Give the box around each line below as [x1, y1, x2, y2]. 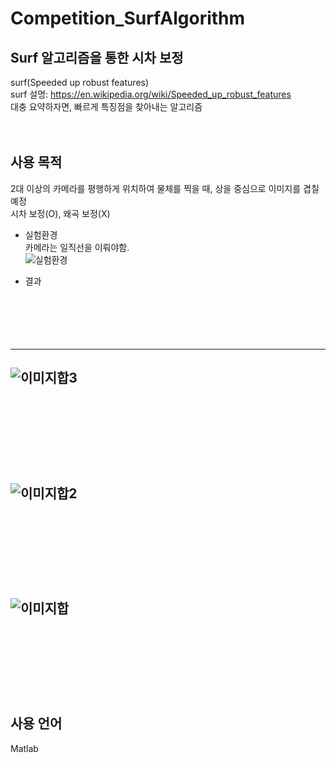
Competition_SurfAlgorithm [10, 7, 246, 30]
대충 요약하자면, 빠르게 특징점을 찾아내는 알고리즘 [10, 101, 203, 112]
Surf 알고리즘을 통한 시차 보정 [10, 49, 184, 66]
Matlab [10, 742, 39, 754]
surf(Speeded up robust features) [10, 77, 150, 88]
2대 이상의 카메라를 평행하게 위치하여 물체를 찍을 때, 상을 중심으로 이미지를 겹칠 [10, 182, 320, 194]
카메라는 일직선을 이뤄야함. [24, 241, 130, 253]
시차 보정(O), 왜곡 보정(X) [10, 207, 111, 219]
